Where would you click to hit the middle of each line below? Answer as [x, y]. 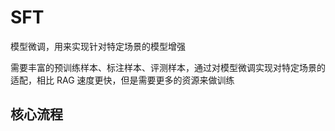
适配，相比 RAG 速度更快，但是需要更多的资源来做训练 [122, 80]
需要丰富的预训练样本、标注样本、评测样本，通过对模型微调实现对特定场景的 [168, 67]
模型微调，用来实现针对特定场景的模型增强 [98, 46]
